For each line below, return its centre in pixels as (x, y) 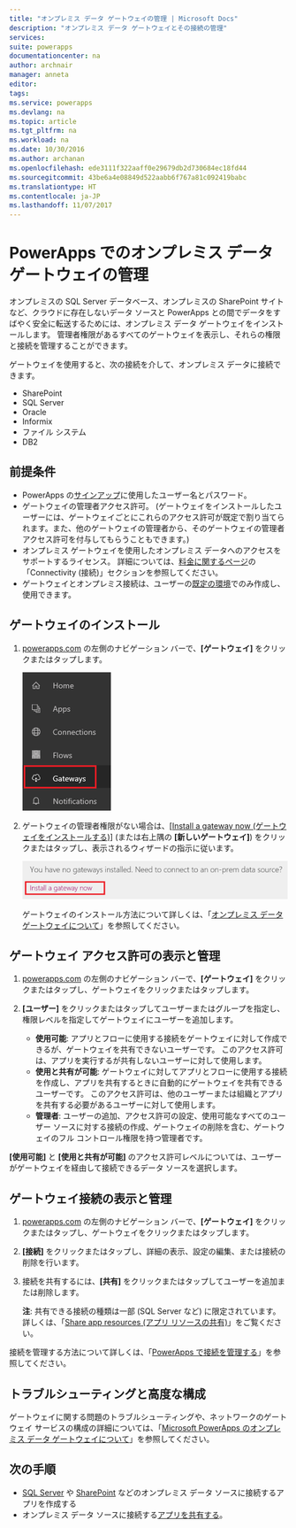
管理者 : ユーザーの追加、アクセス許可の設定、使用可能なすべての (153, 1116)
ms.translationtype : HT (53, 187)
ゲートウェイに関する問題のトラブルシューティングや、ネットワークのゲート (148, 1416)
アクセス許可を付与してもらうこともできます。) (106, 539)
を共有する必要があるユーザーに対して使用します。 (128, 1105)
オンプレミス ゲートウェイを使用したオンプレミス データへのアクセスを (152, 550)
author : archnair (41, 66)
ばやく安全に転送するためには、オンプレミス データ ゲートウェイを (131, 324)
